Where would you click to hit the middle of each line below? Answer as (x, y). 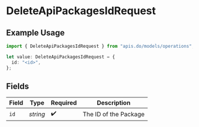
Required (64, 103)
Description (114, 103)
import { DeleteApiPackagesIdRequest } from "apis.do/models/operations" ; (100, 46)
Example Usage (36, 33)
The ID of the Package (114, 114)
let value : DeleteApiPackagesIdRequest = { (61, 57)
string (37, 114)
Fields (18, 86)
